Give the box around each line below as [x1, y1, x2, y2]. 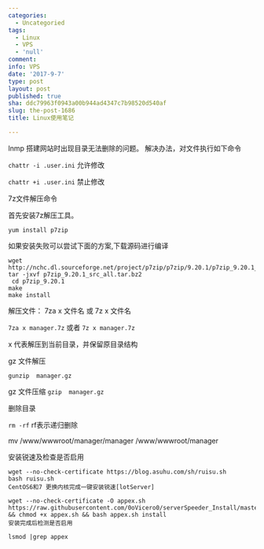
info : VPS [8, 63, 41, 71]
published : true [8, 92, 61, 100]
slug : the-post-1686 [8, 107, 76, 115]
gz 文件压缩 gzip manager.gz [8, 387, 104, 396]
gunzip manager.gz [8, 372, 72, 380]
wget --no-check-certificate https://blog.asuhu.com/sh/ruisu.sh [8, 468, 226, 476]
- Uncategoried [15, 19, 65, 27]
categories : [8, 11, 47, 20]
